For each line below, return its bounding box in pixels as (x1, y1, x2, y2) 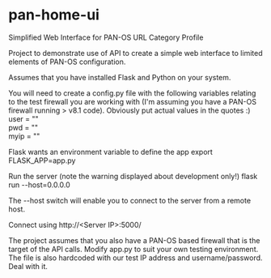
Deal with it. (8, 261, 49, 271)
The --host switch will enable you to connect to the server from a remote (8, 195, 252, 205)
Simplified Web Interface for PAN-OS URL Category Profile (8, 32, 204, 42)
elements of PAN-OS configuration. (8, 57, 126, 66)
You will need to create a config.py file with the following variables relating (8, 88, 256, 98)
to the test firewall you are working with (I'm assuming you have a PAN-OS (8, 96, 257, 106)
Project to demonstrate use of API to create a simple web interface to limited (8, 48, 263, 58)
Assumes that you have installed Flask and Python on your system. (8, 72, 231, 82)
